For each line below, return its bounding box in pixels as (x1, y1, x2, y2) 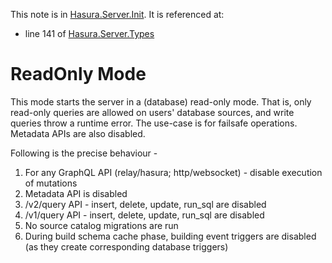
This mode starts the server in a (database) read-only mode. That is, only (10, 95, 312, 108)
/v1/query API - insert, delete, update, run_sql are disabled (24, 209, 265, 221)
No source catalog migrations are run (24, 219, 179, 231)
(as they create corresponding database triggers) (24, 240, 229, 253)
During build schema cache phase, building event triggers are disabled (24, 230, 317, 242)
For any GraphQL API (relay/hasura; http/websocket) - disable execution (24, 166, 323, 178)
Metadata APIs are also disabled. (10, 127, 146, 139)
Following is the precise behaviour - (10, 147, 158, 159)
